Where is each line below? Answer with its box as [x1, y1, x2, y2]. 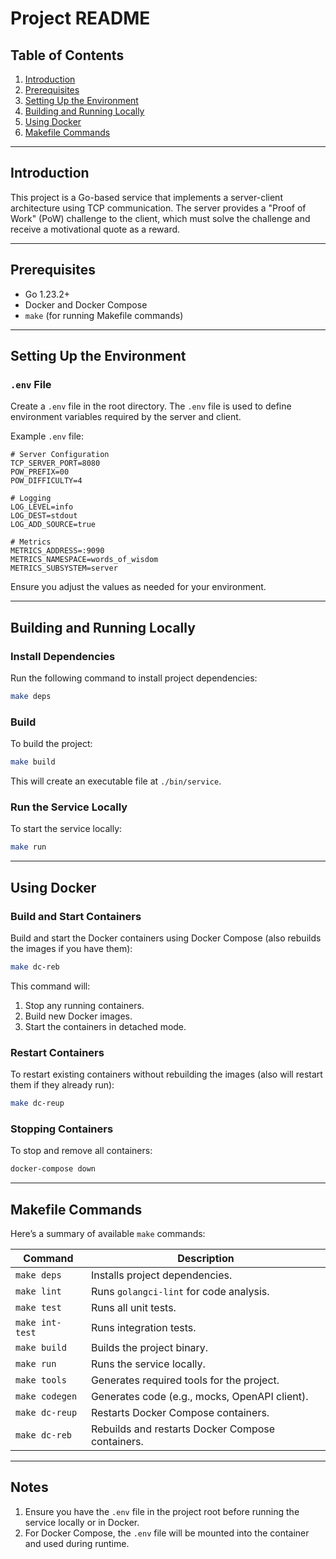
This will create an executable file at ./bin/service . [10, 775, 222, 787]
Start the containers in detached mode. [24, 1020, 187, 1032]
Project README [10, 7, 151, 30]
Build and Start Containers [10, 909, 142, 923]
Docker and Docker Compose [24, 298, 148, 311]
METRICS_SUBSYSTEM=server [10, 563, 118, 574]
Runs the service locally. [90, 1357, 206, 1371]
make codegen [15, 1390, 78, 1402]
